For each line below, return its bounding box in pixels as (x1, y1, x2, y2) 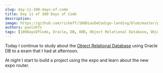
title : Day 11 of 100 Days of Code (5, 12, 77, 16)
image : (5, 20, 18, 26)
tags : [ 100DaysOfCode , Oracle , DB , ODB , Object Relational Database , (5, 29, 149, 34)
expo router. (5, 62, 30, 68)
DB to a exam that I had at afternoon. (5, 48, 79, 54)
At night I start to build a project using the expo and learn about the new (5, 58, 149, 63)
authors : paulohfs (5, 25, 42, 30)
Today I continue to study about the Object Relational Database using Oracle (5, 43, 158, 48)
